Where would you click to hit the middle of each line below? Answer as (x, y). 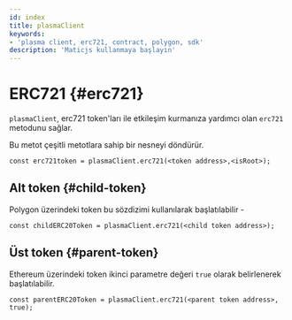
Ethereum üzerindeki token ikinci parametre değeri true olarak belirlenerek (145, 274)
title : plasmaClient (47, 26)
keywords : (27, 34)
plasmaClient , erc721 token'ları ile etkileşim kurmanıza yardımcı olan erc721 (146, 118)
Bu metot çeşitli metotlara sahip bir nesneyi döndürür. (107, 145)
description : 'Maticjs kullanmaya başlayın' (92, 50)
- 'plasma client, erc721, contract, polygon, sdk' (106, 42)
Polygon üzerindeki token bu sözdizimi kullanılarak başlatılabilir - (127, 210)
